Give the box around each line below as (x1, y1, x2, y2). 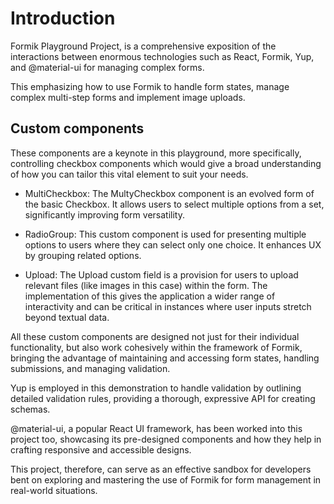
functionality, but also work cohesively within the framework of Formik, (10, 341, 303, 353)
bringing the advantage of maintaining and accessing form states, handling (10, 352, 320, 364)
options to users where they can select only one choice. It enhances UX (24, 238, 322, 251)
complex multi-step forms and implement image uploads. (10, 91, 246, 103)
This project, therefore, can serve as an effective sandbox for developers (10, 463, 312, 475)
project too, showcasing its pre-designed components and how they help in (10, 433, 322, 445)
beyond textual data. (24, 311, 110, 323)
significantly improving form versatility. (24, 208, 185, 221)
